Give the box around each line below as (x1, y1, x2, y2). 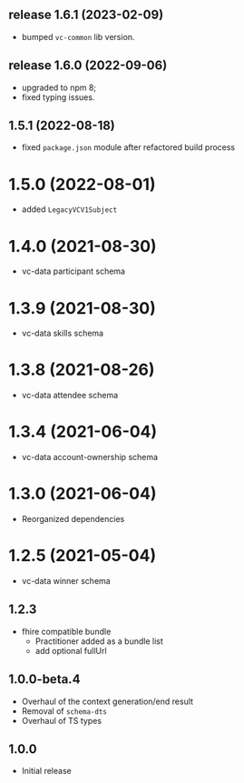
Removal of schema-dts (21, 705, 108, 717)
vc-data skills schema (21, 327, 104, 339)
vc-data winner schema (21, 576, 111, 586)
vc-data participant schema (21, 266, 126, 276)
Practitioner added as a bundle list (34, 636, 164, 647)
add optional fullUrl (34, 645, 107, 656)
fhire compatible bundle (21, 626, 112, 637)
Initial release (21, 766, 72, 777)
